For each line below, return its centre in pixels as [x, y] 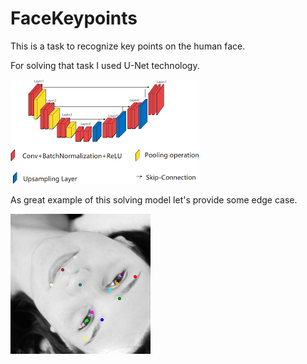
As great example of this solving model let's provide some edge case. [154, 199]
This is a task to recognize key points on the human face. [128, 46]
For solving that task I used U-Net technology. [105, 65]
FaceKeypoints [74, 18]
